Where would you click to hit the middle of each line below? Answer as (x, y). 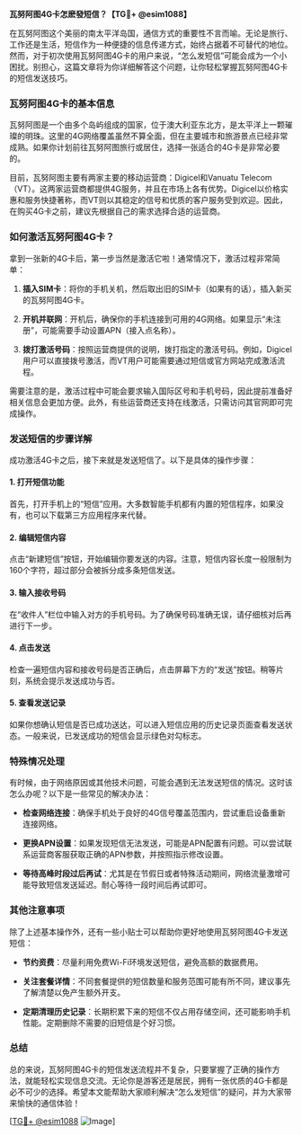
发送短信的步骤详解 (51, 439)
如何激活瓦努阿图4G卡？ (62, 237)
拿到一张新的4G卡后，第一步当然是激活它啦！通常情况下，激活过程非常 (141, 258)
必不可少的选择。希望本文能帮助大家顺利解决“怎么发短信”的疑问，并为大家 (147, 1092)
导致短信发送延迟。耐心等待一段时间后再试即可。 (121, 885)
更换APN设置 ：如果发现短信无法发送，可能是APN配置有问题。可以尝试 (153, 843)
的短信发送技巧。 (41, 78)
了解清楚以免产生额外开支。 (74, 992)
